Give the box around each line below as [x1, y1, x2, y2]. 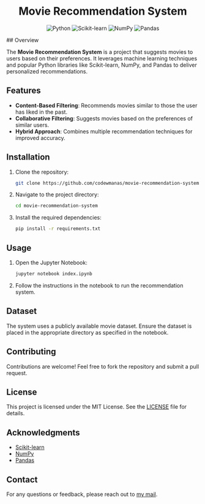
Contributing [6, 347, 56, 357]
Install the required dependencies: [15, 214, 102, 221]
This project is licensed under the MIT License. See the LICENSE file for [6, 403, 187, 410]
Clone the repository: [15, 168, 69, 176]
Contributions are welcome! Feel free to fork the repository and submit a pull [6, 363, 199, 370]
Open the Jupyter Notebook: [15, 259, 88, 266]
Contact [6, 474, 38, 484]
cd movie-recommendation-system [15, 203, 98, 209]
